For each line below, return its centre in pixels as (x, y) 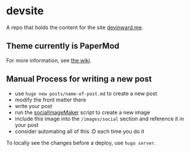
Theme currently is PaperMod (63, 46)
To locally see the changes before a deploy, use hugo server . (81, 142)
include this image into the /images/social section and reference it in (99, 118)
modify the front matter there (50, 100)
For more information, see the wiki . (49, 60)
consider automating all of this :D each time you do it (80, 131)
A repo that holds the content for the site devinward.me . (75, 27)
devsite (25, 11)
